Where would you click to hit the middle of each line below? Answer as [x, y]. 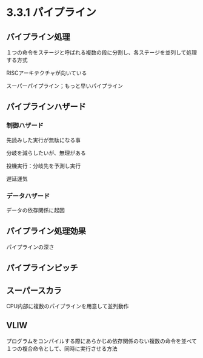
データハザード [28, 196]
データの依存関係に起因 [35, 210]
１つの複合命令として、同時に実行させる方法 [62, 348]
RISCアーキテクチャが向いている [47, 73]
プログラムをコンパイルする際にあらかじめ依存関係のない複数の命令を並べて [102, 341]
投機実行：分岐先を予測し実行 [43, 166]
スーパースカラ [34, 290]
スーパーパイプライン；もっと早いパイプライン [65, 86]
